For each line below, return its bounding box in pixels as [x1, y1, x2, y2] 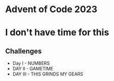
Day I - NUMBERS [12, 60, 50, 66]
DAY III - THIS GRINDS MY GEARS [12, 71, 83, 77]
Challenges [5, 47, 42, 55]
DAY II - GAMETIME [12, 66, 54, 72]
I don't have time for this [5, 27, 109, 38]
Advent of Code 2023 [5, 4, 97, 15]
